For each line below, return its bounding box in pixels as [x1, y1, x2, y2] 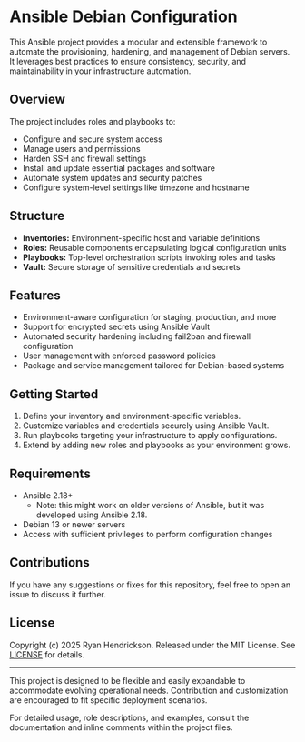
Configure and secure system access [22, 134, 163, 145]
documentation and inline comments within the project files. [9, 721, 233, 733]
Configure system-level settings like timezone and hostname [22, 182, 250, 193]
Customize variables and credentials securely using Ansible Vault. [22, 420, 270, 431]
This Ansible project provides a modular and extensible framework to [9, 36, 268, 47]
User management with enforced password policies [22, 350, 216, 361]
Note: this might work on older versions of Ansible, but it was [35, 500, 265, 510]
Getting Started [9, 386, 99, 402]
